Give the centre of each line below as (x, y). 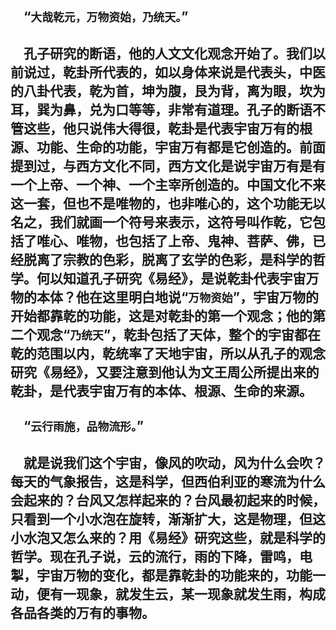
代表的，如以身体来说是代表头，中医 (213, 72)
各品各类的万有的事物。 (82, 612)
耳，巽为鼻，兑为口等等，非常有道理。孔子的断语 (161, 109)
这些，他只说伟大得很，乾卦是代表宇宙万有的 (161, 128)
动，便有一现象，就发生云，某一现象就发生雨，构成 (168, 594)
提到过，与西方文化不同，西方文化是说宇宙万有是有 (168, 165)
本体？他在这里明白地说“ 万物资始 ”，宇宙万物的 (177, 297)
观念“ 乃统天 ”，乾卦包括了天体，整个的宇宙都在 (179, 334)
